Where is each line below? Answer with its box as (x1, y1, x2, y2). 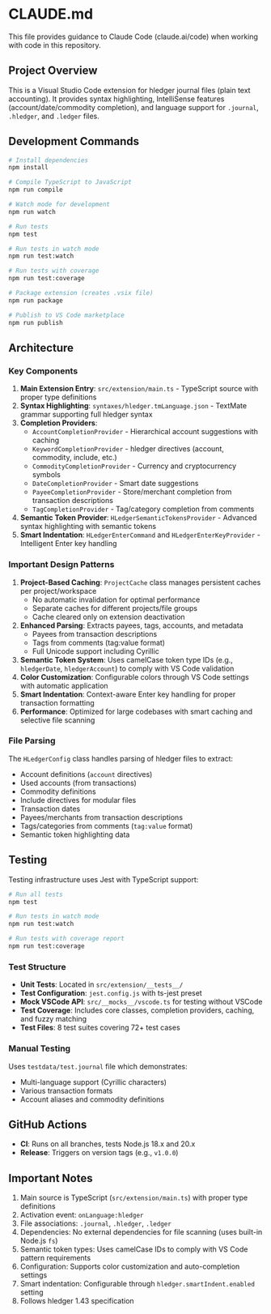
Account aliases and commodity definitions (19, 1094, 164, 1104)
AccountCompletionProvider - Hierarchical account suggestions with (32, 427, 259, 437)
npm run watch (8, 207, 57, 215)
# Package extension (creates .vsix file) (8, 289, 154, 297)
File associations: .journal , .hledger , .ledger (19, 1218, 171, 1228)
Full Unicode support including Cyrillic (32, 646, 159, 656)
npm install (8, 164, 49, 172)
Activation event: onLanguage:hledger (19, 1210, 144, 1220)
